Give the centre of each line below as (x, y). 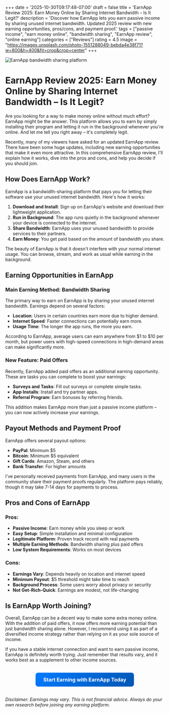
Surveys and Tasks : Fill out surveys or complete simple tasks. (77, 386)
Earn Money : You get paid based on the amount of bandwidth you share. (88, 239)
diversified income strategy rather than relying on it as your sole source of (82, 634)
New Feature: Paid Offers (37, 360)
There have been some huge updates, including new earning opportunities (83, 147)
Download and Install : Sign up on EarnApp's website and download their (88, 206)
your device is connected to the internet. (55, 222)
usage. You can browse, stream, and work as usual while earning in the (79, 254)
